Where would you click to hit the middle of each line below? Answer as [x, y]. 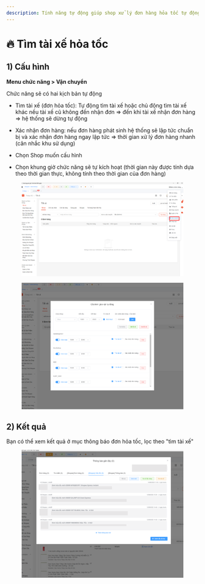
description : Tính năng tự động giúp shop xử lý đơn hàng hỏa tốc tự [97, 13]
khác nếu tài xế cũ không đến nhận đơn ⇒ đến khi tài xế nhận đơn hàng [105, 112]
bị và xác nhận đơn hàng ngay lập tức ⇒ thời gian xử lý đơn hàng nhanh [105, 137]
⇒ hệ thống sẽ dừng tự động [51, 118]
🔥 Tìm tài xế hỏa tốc [57, 44]
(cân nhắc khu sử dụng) [45, 143]
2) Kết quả [27, 426]
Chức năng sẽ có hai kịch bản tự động [54, 93]
